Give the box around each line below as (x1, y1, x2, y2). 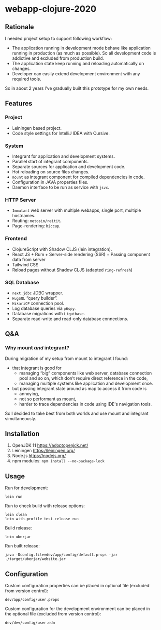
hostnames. (12, 213, 36, 219)
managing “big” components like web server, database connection (19, 370, 152, 376)
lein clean (5, 512, 27, 517)
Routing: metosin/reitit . (12, 218, 62, 224)
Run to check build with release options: (5, 503, 85, 509)
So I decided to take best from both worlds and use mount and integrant (5, 410, 149, 416)
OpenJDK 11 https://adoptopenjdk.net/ (12, 443, 88, 448)
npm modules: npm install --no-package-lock (12, 458, 105, 464)
